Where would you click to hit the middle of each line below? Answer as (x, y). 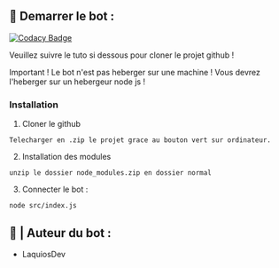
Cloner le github (51, 124)
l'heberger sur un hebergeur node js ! (77, 82)
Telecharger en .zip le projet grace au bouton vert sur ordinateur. (140, 140)
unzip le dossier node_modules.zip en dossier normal (111, 173)
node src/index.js (43, 206)
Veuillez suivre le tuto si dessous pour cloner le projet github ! (122, 55)
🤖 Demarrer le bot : (62, 16)
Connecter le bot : (55, 189)
